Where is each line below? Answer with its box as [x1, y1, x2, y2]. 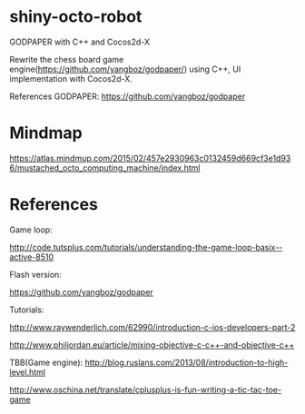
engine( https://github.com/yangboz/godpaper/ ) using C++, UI [9, 64, 241, 74]
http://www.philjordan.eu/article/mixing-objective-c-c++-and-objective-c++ [9, 339, 295, 350]
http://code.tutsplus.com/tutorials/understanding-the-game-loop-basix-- [9, 241, 283, 252]
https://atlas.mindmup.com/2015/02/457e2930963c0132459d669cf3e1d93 [9, 153, 291, 163]
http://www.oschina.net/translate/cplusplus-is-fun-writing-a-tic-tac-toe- [9, 384, 282, 395]
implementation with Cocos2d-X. [9, 73, 133, 84]
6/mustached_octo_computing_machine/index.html [9, 162, 201, 173]
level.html [9, 366, 45, 378]
